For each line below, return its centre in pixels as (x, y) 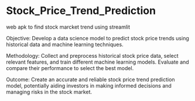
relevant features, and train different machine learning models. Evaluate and (97, 62)
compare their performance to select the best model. (70, 68)
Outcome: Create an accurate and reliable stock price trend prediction (90, 79)
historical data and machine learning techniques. (65, 44)
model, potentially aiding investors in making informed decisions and (89, 85)
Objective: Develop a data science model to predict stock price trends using (97, 38)
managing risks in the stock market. (49, 92)
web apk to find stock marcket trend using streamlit (68, 27)
